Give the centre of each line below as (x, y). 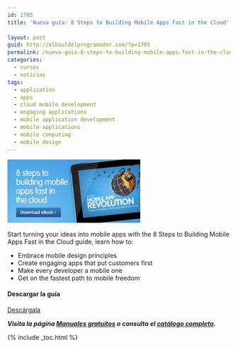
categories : (25, 60)
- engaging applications (50, 112)
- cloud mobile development (55, 105)
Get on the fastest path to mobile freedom (79, 278)
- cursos (27, 67)
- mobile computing (42, 135)
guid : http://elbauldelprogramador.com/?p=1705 (79, 45)
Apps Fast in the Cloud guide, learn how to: (70, 242)
